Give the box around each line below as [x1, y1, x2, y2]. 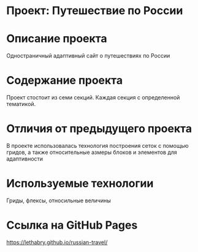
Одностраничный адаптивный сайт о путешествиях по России [6, 52, 170, 59]
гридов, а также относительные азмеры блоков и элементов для [6, 148, 178, 156]
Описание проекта [6, 32, 107, 46]
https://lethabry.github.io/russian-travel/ [6, 239, 108, 246]
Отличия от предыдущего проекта [6, 122, 192, 136]
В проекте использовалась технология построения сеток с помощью [6, 142, 189, 149]
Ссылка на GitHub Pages [6, 218, 138, 232]
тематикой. [6, 101, 36, 108]
